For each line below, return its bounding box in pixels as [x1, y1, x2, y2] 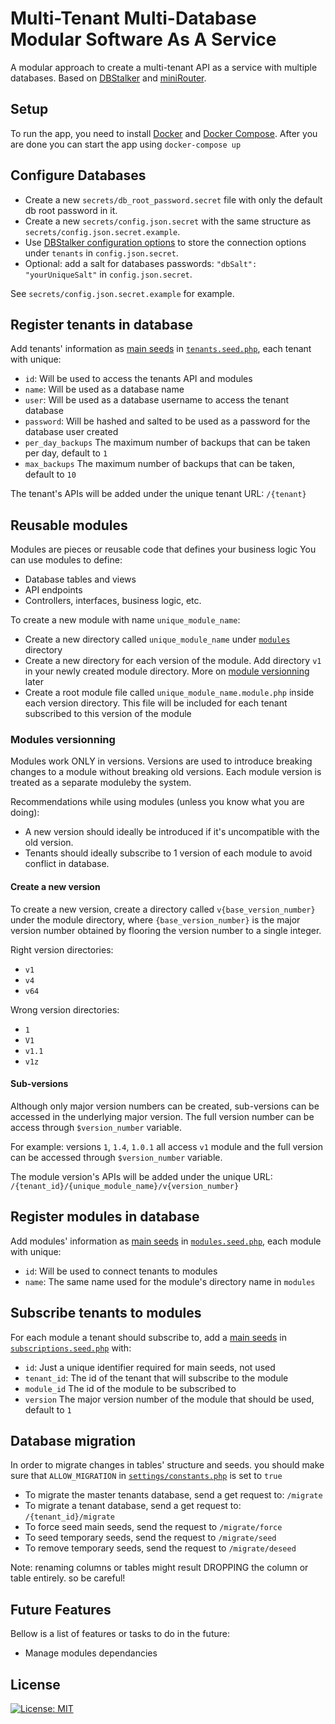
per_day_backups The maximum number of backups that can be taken [24, 437, 311, 449]
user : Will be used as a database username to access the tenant [24, 394, 290, 406]
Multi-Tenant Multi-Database [10, 7, 257, 30]
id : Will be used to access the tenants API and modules [24, 373, 253, 385]
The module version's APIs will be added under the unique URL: [10, 1170, 273, 1182]
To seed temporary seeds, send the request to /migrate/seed [24, 1532, 277, 1544]
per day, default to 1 [24, 447, 108, 459]
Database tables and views [24, 573, 137, 586]
